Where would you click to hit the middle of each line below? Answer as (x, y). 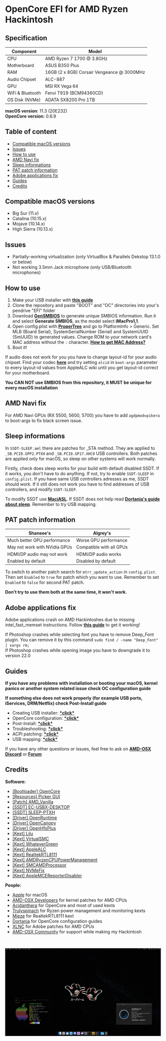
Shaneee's (40, 533)
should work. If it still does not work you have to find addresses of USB (77, 484)
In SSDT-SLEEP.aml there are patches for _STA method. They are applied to (80, 448)
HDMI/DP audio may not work (37, 554)
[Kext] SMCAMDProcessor (39, 865)
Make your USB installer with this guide (53, 300)
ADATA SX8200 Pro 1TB (70, 100)
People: (13, 885)
